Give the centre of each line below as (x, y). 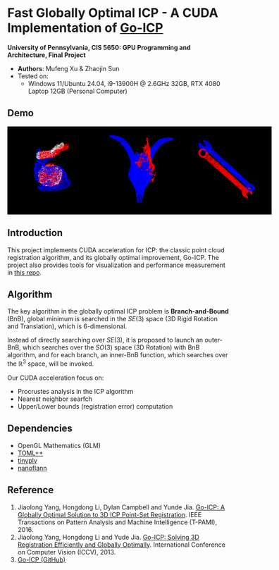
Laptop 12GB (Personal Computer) (78, 91)
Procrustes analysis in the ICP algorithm (75, 392)
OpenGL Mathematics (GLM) (59, 445)
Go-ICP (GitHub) (41, 559)
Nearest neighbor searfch (55, 399)
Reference (31, 490)
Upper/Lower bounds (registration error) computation (95, 407)
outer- (213, 340)
